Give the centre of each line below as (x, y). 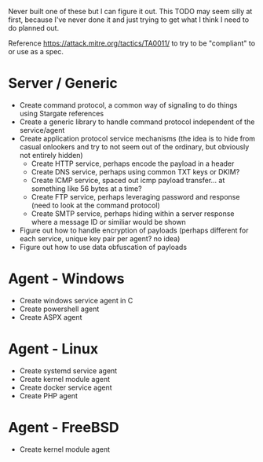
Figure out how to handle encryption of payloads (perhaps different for (134, 230)
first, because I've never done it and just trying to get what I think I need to (129, 20)
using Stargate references (62, 113)
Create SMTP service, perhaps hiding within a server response (133, 213)
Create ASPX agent (51, 317)
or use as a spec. (36, 51)
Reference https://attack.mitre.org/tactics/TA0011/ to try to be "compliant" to (132, 43)
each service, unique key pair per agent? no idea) (100, 238)
